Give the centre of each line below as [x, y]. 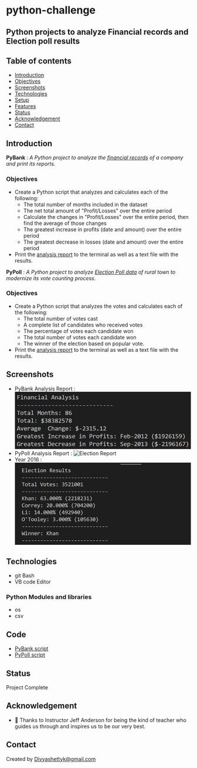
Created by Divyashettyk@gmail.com [51, 759]
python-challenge [51, 10]
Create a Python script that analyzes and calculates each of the [91, 192]
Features [25, 106]
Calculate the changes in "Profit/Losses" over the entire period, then [106, 217]
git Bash [24, 575]
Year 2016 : [28, 460]
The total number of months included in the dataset [85, 204]
